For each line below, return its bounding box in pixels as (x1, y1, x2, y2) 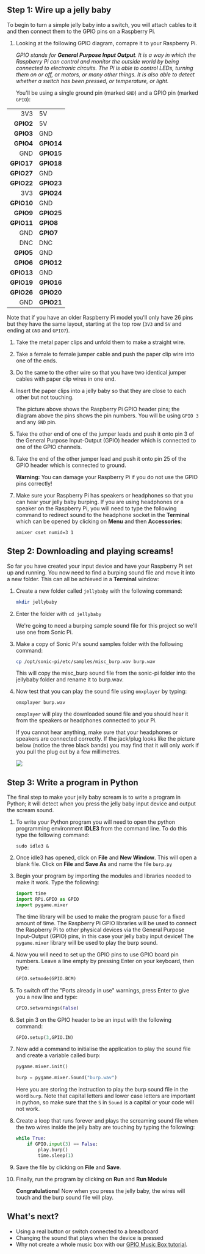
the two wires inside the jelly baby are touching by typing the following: (15, 1124, 195, 1131)
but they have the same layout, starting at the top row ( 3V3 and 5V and (7, 320, 182, 328)
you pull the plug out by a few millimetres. (15, 748, 121, 755)
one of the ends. (15, 357, 57, 364)
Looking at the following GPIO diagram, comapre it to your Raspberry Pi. (15, 39, 198, 46)
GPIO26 (10, 288, 33, 296)
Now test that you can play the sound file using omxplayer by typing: (15, 687, 187, 695)
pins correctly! (15, 480, 52, 487)
